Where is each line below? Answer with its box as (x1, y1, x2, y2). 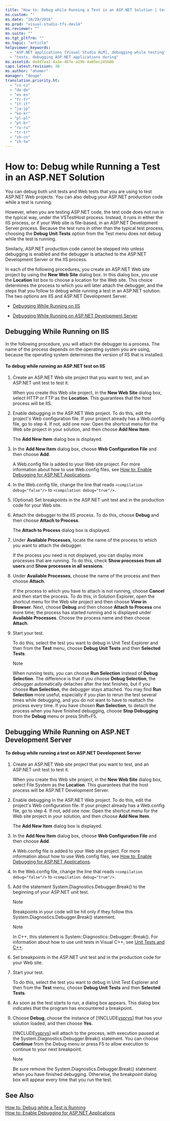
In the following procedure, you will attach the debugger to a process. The (5, 341, 160, 347)
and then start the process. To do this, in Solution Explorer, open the (12, 593, 155, 600)
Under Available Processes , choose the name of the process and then (12, 573, 160, 579)
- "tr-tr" (10, 130, 30, 135)
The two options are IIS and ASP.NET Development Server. (5, 293, 127, 299)
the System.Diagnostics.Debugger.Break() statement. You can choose (12, 1035, 158, 1042)
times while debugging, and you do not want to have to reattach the (12, 697, 154, 703)
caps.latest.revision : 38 (5, 64, 60, 69)
